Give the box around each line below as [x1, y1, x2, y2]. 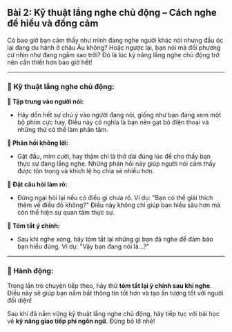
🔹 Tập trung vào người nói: [7, 97, 84, 106]
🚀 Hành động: [7, 266, 54, 276]
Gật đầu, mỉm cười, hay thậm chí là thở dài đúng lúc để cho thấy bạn [17, 153, 211, 161]
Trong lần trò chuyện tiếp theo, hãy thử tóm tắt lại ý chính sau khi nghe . [7, 282, 212, 290]
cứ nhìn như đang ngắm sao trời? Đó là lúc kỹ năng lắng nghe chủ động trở [7, 50, 220, 59]
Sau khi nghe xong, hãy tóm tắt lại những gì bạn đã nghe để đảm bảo [17, 235, 213, 244]
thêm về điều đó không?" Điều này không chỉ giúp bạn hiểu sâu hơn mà [17, 201, 221, 209]
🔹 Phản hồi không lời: [7, 139, 69, 147]
